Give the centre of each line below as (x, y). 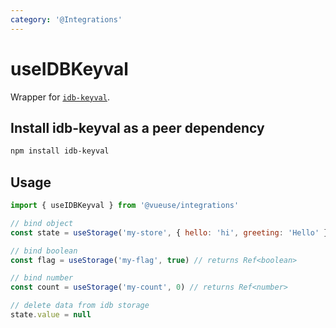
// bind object (42, 223)
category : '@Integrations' (66, 19)
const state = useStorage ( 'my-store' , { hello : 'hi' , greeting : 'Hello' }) (171, 232)
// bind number (42, 278)
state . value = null (51, 315)
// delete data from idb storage (80, 306)
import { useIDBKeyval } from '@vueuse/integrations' (125, 206)
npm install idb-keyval (60, 151)
